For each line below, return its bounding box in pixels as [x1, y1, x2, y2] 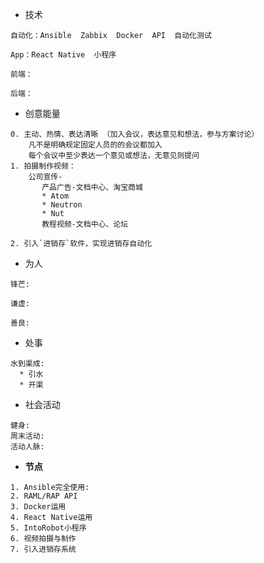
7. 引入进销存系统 [10, 544, 77, 554]
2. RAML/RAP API [10, 491, 78, 501]
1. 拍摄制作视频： [10, 161, 77, 171]
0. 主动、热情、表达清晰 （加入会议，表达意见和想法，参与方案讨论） [10, 129, 260, 139]
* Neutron [41, 200, 83, 210]
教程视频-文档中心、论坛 [41, 219, 129, 229]
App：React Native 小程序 [10, 50, 117, 60]
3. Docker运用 [10, 502, 67, 512]
